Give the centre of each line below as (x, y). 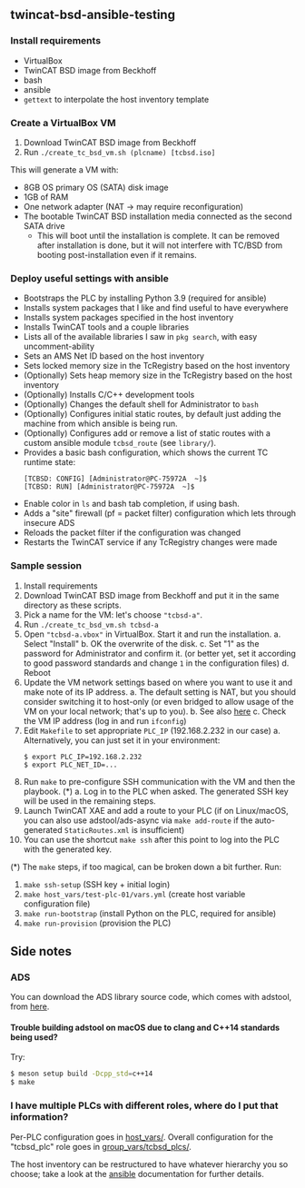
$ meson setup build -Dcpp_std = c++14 (82, 1074)
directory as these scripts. (72, 605)
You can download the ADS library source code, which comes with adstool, (151, 997)
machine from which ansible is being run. (100, 424)
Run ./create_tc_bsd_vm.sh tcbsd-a (91, 624)
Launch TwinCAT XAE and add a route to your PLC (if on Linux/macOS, (156, 810)
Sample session (46, 566)
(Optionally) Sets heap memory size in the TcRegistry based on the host (158, 375)
